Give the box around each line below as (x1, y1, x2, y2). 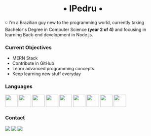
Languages (5, 83, 33, 90)
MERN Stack (12, 55, 38, 61)
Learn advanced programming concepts (12, 66, 95, 72)
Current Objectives (5, 44, 52, 51)
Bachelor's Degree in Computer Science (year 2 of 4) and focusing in (5, 27, 147, 32)
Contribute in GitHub (12, 60, 54, 66)
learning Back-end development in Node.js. (5, 31, 93, 37)
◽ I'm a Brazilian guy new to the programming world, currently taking (5, 19, 145, 25)
